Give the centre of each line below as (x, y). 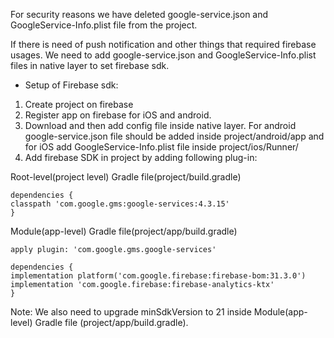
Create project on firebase (79, 104)
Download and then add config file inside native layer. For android (160, 125)
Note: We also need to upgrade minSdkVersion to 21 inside (131, 312)
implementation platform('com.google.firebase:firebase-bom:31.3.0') (158, 276)
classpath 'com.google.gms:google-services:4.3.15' (120, 204)
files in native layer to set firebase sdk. (90, 65)
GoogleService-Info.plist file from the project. (104, 25)
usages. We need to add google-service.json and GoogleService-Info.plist (163, 55)
